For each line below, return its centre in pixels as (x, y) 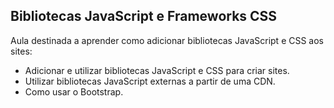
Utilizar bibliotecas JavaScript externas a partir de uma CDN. (150, 81)
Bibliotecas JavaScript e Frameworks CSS (144, 16)
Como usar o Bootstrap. (74, 91)
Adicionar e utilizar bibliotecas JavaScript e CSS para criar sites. (157, 70)
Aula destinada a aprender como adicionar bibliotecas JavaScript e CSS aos (167, 40)
